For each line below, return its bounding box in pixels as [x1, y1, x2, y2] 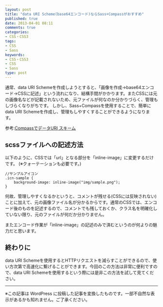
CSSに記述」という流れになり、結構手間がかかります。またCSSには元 [17, 90, 158, 96]
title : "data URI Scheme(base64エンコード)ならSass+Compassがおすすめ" [5, 12, 144, 17]
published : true [5, 16, 38, 21]
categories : [5, 30, 29, 35]
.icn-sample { [5, 176, 34, 181]
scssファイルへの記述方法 [5, 141, 83, 149]
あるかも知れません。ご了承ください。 [13, 296, 90, 302]
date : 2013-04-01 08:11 [5, 20, 53, 26]
